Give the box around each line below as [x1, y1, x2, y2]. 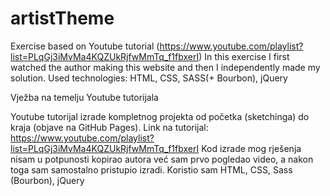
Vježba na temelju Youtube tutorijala [10, 91, 159, 103]
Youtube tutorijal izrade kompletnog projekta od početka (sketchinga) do [10, 110, 310, 122]
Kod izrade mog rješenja [201, 142, 302, 154]
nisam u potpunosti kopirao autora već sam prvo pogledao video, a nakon [10, 153, 314, 165]
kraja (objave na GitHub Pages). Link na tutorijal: [10, 121, 209, 133]
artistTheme [10, 7, 115, 30]
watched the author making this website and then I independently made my [10, 61, 321, 73]
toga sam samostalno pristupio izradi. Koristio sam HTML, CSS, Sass [10, 163, 293, 176]
